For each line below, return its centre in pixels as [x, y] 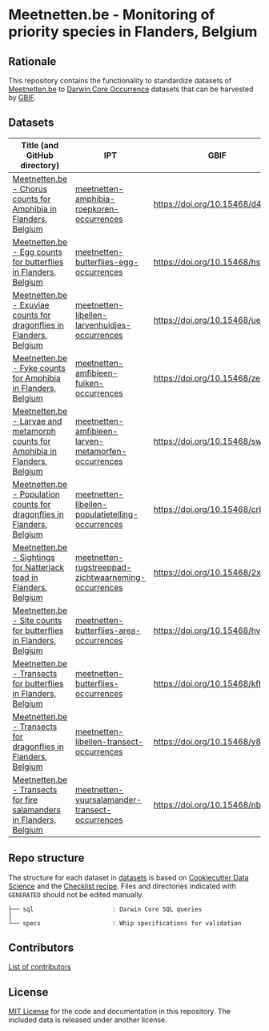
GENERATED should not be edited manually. [76, 894]
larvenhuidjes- [103, 324]
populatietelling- [106, 514]
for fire [25, 799]
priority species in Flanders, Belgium [133, 32]
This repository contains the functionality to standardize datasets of [120, 81]
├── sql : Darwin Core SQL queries [105, 909]
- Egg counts [37, 252]
